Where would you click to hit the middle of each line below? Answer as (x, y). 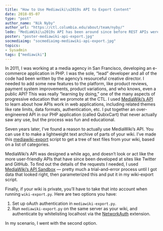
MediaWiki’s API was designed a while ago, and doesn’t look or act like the (79, 154)
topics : (13, 46)
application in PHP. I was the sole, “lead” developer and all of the (92, 74)
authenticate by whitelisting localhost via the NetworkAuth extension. (81, 214)
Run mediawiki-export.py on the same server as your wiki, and (74, 209)
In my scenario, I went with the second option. (51, 223)
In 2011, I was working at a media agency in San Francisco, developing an (78, 68)
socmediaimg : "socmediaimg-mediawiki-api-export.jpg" (61, 41)
